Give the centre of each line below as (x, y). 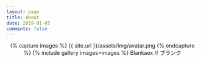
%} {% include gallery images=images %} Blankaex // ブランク (102, 53)
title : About (23, 17)
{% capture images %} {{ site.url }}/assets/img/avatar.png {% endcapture (102, 46)
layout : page (23, 12)
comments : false (27, 29)
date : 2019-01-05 (28, 23)
